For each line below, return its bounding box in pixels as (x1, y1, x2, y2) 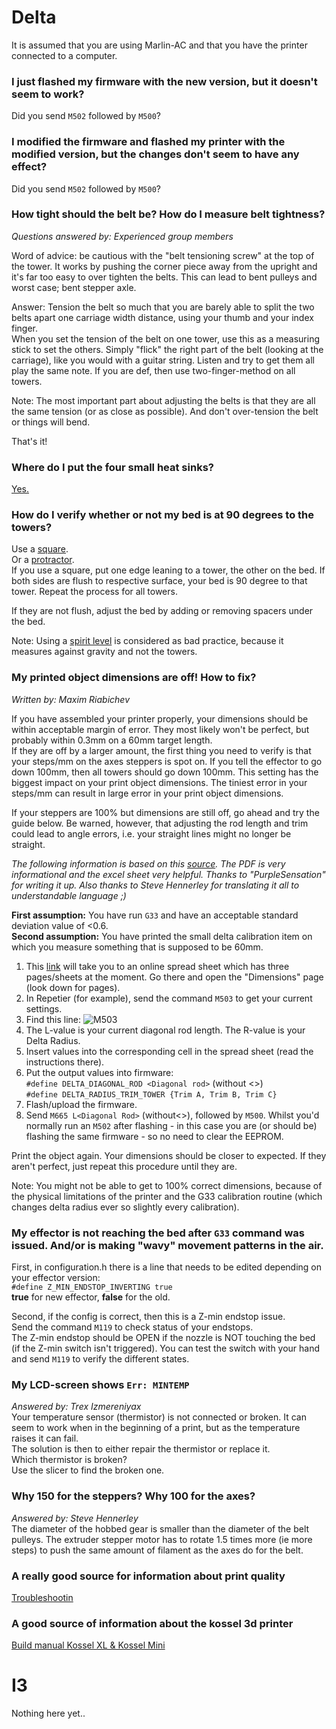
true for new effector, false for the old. (11, 1291, 171, 1303)
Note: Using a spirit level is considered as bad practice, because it (11, 635, 284, 647)
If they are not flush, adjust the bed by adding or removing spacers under (11, 605, 314, 617)
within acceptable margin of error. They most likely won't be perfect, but (11, 723, 310, 735)
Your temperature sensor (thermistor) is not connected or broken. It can (11, 1411, 307, 1423)
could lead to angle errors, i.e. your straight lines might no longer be (11, 827, 292, 840)
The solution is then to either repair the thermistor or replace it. (11, 1443, 271, 1455)
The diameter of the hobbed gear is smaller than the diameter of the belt (11, 1522, 310, 1535)
